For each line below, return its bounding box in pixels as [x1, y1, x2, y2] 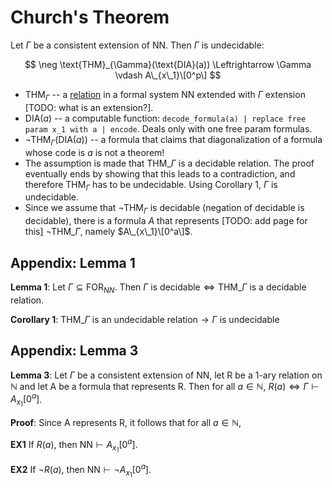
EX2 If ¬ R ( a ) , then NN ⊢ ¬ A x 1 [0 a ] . [10, 462, 152, 479]
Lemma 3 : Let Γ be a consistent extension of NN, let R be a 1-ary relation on [10, 369, 323, 381]
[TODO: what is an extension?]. [24, 101, 154, 113]
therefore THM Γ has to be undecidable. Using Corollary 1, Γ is [24, 178, 278, 193]
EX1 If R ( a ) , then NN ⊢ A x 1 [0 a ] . [10, 437, 138, 455]
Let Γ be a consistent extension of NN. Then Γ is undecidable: [10, 39, 265, 51]
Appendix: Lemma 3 [10, 342, 139, 360]
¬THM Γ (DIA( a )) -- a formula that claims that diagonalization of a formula [24, 133, 323, 148]
